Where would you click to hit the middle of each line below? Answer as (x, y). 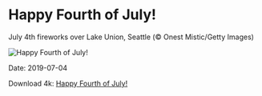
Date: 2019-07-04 (38, 68)
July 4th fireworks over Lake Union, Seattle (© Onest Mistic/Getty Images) (131, 37)
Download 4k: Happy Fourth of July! (68, 83)
